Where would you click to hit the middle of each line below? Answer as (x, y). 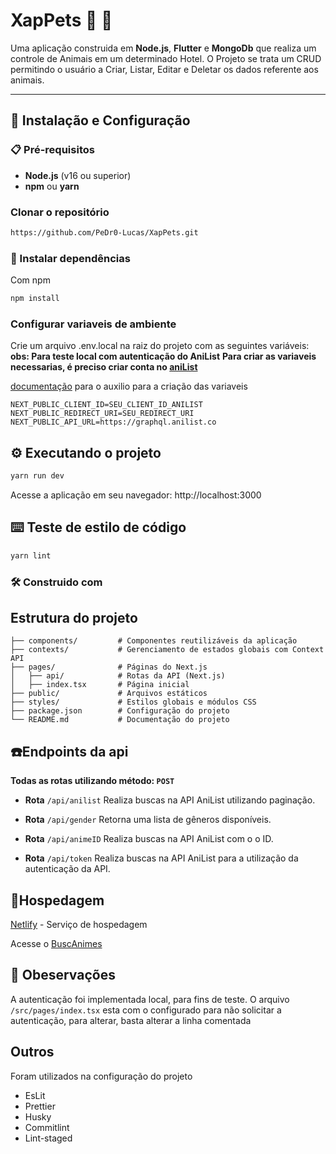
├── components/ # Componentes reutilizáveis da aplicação (154, 641)
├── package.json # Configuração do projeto (120, 711)
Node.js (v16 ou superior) (78, 175)
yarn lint (31, 555)
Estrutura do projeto (74, 617)
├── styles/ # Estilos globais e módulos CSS (133, 702)
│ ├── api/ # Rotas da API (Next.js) (118, 676)
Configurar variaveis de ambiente (93, 324)
